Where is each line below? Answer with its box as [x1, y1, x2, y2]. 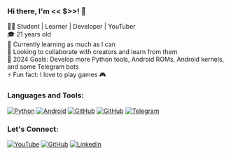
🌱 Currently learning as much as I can [7, 40, 116, 48]
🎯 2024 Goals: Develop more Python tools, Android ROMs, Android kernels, [7, 55, 225, 64]
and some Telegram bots [7, 62, 79, 71]
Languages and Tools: [7, 90, 84, 100]
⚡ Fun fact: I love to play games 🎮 [7, 70, 106, 79]
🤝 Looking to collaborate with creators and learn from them [7, 48, 178, 56]
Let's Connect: [7, 124, 59, 134]
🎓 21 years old [7, 30, 51, 39]
